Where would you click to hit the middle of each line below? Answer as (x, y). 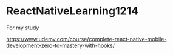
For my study (23, 27)
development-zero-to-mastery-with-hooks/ (61, 45)
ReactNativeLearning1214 (72, 11)
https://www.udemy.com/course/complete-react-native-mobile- (86, 39)
